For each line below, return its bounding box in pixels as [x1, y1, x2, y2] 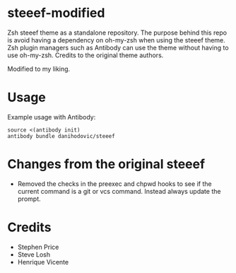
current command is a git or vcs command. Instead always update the [17, 187, 221, 195]
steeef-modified [7, 5, 105, 21]
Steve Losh [17, 250, 51, 259]
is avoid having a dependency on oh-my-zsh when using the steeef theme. [7, 35, 226, 44]
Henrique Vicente [17, 257, 69, 266]
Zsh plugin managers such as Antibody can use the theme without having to [7, 43, 229, 52]
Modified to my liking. [7, 64, 71, 73]
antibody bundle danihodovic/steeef [7, 132, 115, 139]
